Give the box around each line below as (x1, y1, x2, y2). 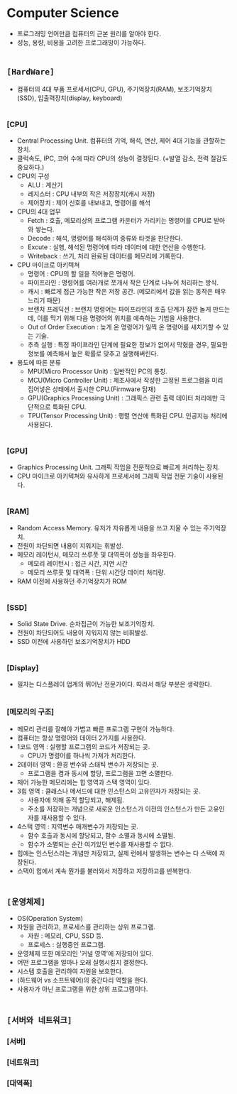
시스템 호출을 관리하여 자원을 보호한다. (16, 967, 123, 975)
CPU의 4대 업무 (16, 207, 61, 216)
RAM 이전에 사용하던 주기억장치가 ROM (16, 576, 127, 585)
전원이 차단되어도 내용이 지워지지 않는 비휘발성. (16, 628, 148, 637)
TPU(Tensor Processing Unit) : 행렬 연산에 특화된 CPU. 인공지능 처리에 (27, 412, 228, 420)
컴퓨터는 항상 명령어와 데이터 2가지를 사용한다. (16, 733, 146, 742)
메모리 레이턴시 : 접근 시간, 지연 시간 (27, 559, 128, 567)
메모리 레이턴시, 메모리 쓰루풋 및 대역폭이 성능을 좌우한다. (16, 550, 177, 559)
